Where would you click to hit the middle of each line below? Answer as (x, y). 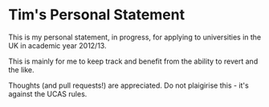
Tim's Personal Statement (97, 15)
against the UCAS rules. (48, 93)
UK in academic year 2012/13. (57, 45)
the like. (21, 69)
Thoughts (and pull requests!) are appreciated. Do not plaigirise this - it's (128, 85)
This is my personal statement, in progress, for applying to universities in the (135, 37)
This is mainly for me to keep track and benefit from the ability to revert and (133, 61)
